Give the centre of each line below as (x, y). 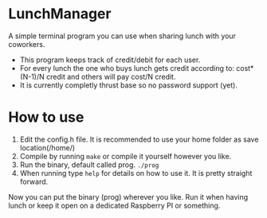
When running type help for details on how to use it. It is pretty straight (136, 173)
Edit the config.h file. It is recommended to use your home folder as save (139, 139)
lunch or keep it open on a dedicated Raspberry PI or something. (114, 205)
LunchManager (60, 14)
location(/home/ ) (47, 147)
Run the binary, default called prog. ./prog (89, 165)
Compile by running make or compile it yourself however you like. (126, 156)
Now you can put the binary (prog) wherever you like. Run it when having (128, 197)
